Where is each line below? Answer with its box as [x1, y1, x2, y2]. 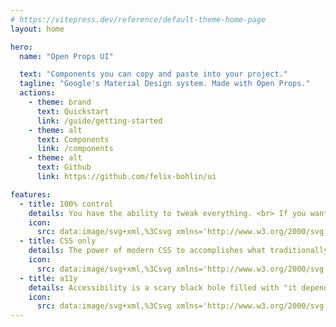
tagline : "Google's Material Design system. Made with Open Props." [19, 79, 311, 89]
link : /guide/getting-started [36, 116, 163, 126]
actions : [19, 88, 56, 98]
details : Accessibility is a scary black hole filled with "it [28, 282, 298, 293]
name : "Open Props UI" [19, 51, 114, 61]
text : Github [36, 162, 92, 173]
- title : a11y [19, 273, 78, 283]
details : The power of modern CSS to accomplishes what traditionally [28, 246, 329, 256]
